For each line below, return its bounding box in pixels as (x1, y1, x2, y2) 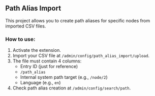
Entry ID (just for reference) (20, 63, 78, 70)
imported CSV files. (5, 23, 46, 29)
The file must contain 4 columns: (12, 58, 82, 64)
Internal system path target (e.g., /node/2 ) (20, 74, 108, 80)
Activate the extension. (12, 47, 61, 53)
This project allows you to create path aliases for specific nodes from (5, 17, 150, 23)
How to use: (5, 36, 36, 43)
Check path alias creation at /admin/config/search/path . (12, 85, 131, 91)
